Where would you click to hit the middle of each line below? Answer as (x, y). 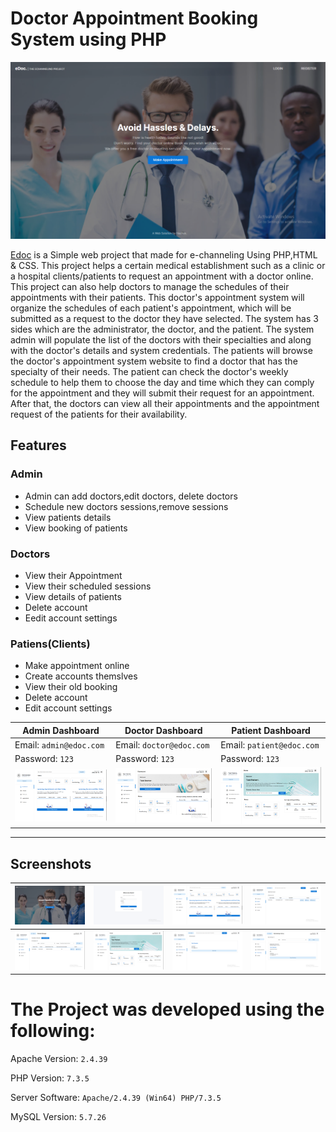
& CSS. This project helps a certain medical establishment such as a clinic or (168, 265)
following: (53, 1031)
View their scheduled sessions (88, 586)
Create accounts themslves (81, 676)
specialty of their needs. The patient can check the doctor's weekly (149, 371)
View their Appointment (73, 575)
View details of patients (73, 596)
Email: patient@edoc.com (270, 744)
